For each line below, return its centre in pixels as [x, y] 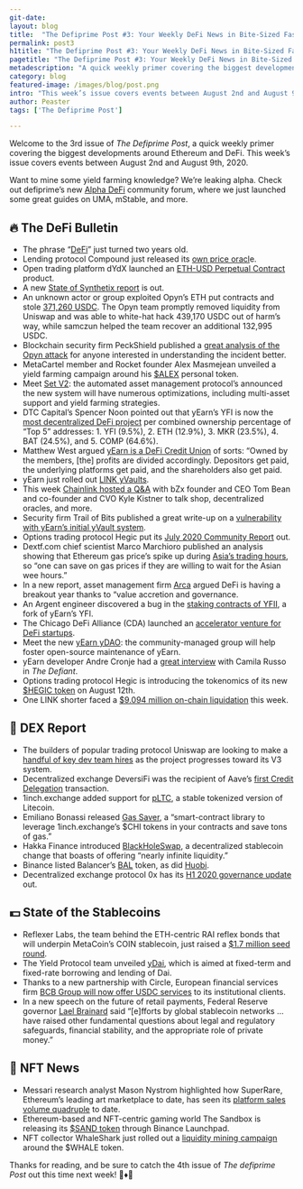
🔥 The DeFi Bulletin [64, 228]
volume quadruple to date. [71, 1109]
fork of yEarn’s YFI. [58, 613]
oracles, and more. [57, 508]
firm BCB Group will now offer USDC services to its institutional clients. [154, 991]
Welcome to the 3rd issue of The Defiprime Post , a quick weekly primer [142, 143]
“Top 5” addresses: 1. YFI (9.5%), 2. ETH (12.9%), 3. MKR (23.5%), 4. [151, 432]
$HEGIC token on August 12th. [78, 690]
